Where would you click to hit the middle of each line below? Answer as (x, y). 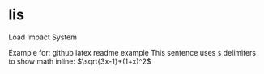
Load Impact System (43, 37)
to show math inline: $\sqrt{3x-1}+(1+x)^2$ (80, 61)
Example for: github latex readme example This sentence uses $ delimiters (132, 52)
